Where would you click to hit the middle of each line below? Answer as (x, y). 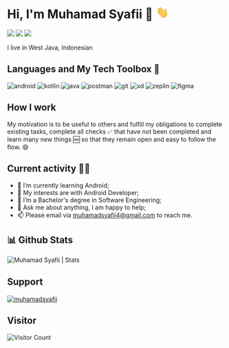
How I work (32, 108)
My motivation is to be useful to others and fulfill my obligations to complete (115, 124)
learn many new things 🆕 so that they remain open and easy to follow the (112, 139)
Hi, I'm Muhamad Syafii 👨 (80, 14)
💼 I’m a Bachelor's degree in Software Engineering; (89, 200)
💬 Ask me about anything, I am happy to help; (81, 207)
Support (25, 282)
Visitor (22, 321)
